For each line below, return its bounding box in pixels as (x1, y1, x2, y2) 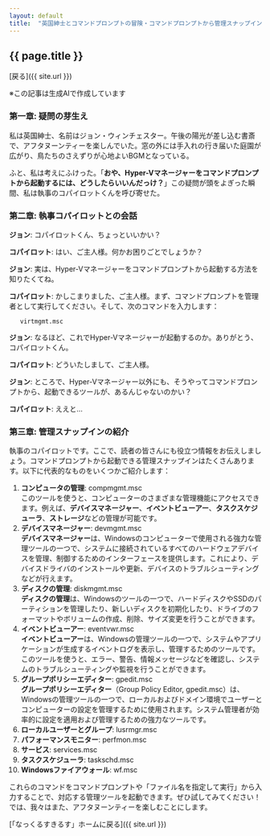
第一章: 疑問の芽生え (9, 110, 88, 122)
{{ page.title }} (9, 49, 84, 63)
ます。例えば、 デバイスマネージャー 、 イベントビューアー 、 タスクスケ (20, 503, 252, 513)
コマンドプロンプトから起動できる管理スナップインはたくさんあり (30, 456, 248, 466)
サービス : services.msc (20, 745, 98, 755)
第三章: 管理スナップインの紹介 (9, 426, 129, 437)
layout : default (9, 11, 63, 20)
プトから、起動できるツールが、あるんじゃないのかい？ (9, 387, 192, 396)
